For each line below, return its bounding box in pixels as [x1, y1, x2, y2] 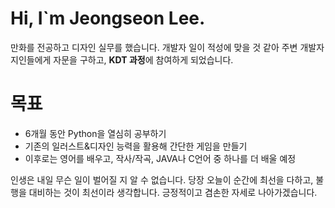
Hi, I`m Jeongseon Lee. [10, 7, 206, 30]
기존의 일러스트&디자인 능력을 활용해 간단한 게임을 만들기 [24, 140, 248, 152]
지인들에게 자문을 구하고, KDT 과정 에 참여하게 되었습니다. [10, 53, 234, 66]
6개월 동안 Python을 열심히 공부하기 [24, 127, 167, 139]
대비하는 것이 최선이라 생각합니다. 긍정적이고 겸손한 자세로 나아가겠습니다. [28, 186, 318, 198]
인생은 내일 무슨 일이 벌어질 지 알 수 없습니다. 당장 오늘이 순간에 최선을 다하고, [10, 173, 314, 186]
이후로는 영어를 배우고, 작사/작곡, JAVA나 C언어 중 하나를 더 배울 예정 [24, 152, 297, 164]
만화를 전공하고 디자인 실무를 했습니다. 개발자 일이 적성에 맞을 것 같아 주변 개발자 [10, 41, 325, 53]
